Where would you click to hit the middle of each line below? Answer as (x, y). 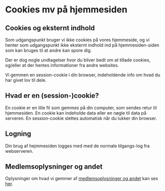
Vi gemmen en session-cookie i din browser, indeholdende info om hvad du (83, 75)
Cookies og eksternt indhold (50, 28)
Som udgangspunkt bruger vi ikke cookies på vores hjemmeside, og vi (77, 40)
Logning (18, 134)
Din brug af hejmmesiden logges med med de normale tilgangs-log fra (78, 146)
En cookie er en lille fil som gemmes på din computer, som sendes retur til (81, 108)
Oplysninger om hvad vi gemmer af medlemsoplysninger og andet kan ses (82, 179)
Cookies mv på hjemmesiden (66, 10)
